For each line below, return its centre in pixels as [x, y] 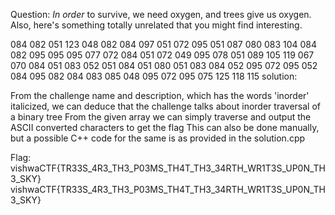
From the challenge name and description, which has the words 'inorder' [160, 95]
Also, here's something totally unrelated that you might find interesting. [156, 25]
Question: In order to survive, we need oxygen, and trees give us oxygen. [161, 14]
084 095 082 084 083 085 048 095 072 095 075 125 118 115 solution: [154, 76]
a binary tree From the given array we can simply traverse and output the [161, 117]
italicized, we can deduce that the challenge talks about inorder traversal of [165, 106]
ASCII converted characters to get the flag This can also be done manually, [165, 127]
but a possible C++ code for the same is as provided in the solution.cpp [158, 138]
